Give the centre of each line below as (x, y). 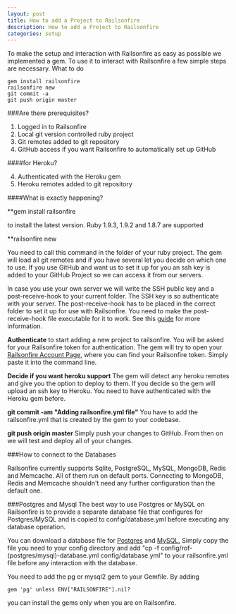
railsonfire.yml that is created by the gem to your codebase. (94, 420)
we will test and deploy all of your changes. (70, 441)
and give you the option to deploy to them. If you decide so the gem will (111, 384)
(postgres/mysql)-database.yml (53, 555)
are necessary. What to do (46, 68)
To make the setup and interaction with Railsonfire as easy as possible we (114, 54)
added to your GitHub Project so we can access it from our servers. (105, 275)
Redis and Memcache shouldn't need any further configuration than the (111, 483)
